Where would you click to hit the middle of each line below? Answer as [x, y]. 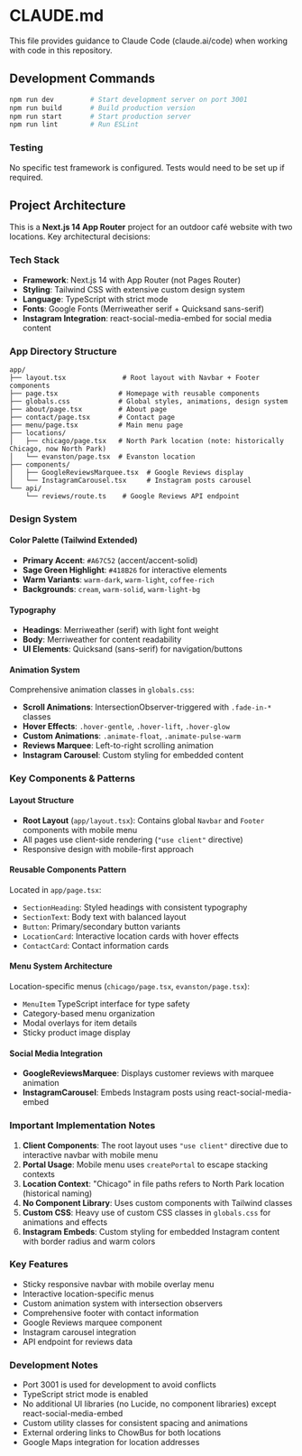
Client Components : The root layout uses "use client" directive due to [155, 1145]
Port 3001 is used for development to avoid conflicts [119, 1385]
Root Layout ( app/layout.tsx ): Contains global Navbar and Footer [143, 820]
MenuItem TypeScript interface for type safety [106, 1004]
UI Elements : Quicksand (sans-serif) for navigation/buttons [133, 649]
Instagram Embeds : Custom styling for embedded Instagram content [151, 1231]
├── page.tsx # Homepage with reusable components [134, 394]
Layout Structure [42, 800]
